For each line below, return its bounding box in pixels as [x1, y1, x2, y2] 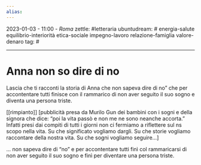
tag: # [25, 38, 40, 45]
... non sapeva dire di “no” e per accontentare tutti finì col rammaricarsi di [6, 145, 187, 152]
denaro [6, 38, 24, 45]
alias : [6, 8, 23, 15]
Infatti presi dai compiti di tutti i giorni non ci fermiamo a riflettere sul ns [6, 121, 182, 129]
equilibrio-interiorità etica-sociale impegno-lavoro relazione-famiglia [6, 31, 175, 39]
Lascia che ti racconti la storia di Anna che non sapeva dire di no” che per [6, 84, 188, 91]
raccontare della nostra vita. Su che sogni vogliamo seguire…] [6, 134, 159, 141]
